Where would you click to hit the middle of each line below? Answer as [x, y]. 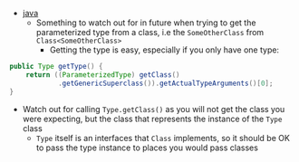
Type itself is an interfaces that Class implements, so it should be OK [163, 138]
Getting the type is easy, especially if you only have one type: [164, 50]
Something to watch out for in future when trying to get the [146, 23]
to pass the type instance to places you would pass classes [147, 148]
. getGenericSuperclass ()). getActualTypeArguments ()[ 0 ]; [165, 83]
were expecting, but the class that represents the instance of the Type [152, 119]
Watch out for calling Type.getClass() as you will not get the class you [154, 109]
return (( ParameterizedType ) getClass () [103, 75]
